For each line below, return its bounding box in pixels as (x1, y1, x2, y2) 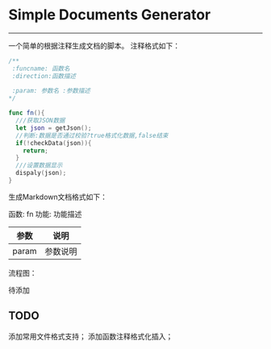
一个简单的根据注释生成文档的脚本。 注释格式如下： (8, 40, 180, 50)
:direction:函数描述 (11, 72, 77, 80)
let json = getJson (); (15, 123, 92, 132)
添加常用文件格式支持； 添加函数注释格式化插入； (8, 331, 173, 341)
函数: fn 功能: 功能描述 (8, 209, 82, 218)
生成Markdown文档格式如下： (8, 192, 107, 202)
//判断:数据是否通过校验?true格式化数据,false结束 (15, 131, 169, 139)
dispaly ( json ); (15, 169, 67, 177)
